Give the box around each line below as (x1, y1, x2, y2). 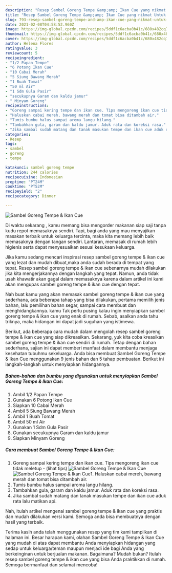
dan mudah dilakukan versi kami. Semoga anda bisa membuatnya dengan (5, 513, 161, 520)
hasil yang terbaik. (5, 519, 45, 525)
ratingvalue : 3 (5, 46, 38, 51)
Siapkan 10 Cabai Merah (12, 402, 64, 409)
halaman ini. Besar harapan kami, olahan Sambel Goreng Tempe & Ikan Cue (5, 534, 164, 540)
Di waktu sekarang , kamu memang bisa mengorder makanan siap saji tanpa (5, 222, 166, 228)
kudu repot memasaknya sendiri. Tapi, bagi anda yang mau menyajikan (5, 227, 155, 234)
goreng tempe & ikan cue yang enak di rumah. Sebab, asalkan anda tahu (5, 313, 159, 319)
